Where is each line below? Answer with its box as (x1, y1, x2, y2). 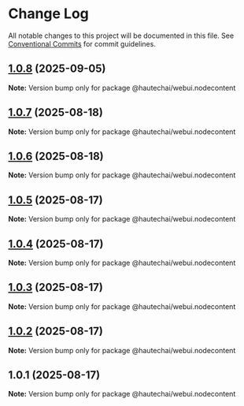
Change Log (8, 5, 89, 23)
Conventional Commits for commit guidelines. (8, 39, 156, 48)
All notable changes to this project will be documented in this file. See (8, 31, 235, 40)
